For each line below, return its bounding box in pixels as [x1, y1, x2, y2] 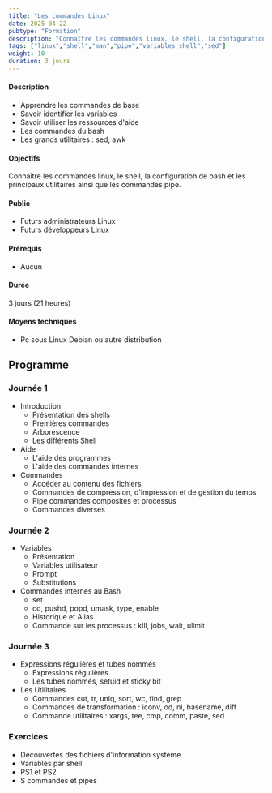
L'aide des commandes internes [32, 461, 139, 471]
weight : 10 [8, 49, 45, 58]
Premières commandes [32, 418, 110, 428]
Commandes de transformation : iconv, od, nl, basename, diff [32, 702, 237, 712]
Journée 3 [8, 641, 50, 652]
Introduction [19, 401, 62, 410]
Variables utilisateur [32, 560, 99, 570]
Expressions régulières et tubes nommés [19, 659, 156, 669]
